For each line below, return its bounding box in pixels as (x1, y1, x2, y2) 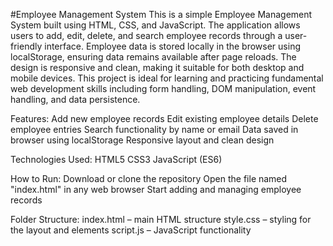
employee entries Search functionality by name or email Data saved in (10, 124, 299, 135)
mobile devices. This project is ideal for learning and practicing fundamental (10, 72, 324, 84)
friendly (10, 40, 43, 52)
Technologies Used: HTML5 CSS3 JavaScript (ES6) (10, 154, 223, 165)
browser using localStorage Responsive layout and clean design (10, 134, 275, 146)
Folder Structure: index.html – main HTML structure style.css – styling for (10, 214, 312, 225)
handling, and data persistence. (10, 94, 141, 105)
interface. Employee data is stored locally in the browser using (44, 40, 301, 52)
